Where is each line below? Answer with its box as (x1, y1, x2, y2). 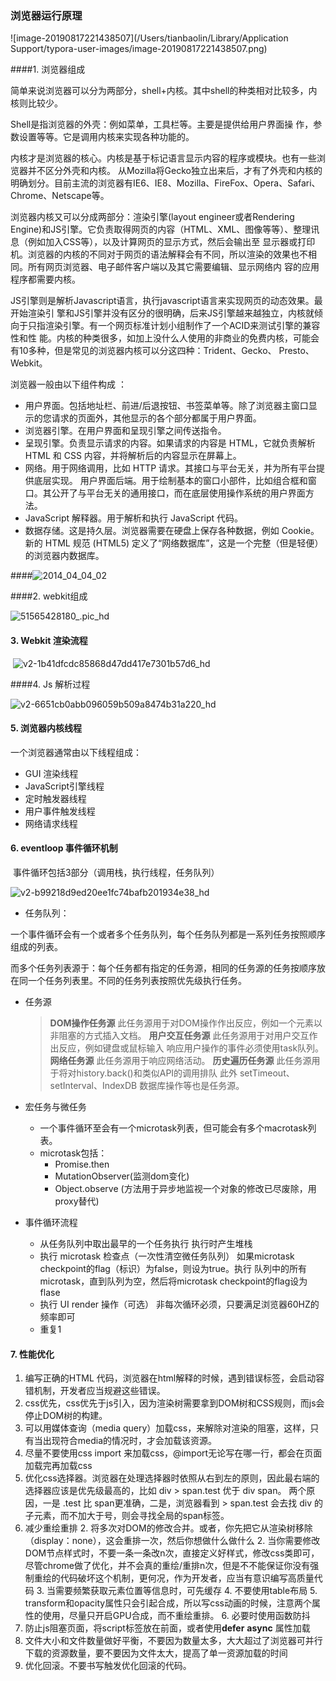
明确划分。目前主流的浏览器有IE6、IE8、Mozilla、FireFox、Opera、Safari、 (10, 177, 321, 189)
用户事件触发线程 (24, 805, 96, 817)
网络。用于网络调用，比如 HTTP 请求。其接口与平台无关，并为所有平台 (24, 462, 317, 474)
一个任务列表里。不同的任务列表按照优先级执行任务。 (27, 974, 247, 986)
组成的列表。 (10, 940, 63, 952)
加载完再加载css (24, 1460, 93, 1472)
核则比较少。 (10, 97, 63, 109)
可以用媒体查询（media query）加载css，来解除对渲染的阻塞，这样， (24, 1422, 311, 1434)
